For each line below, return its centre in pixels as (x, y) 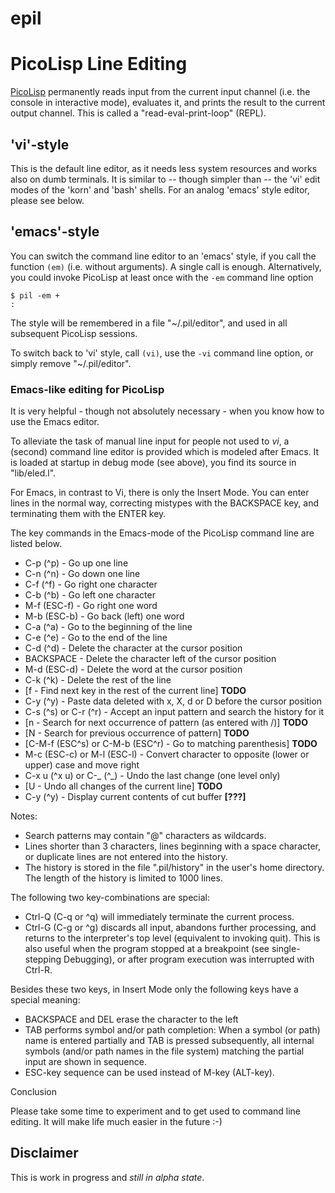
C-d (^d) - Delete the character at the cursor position (133, 648)
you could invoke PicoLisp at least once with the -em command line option (162, 277)
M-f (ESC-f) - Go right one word (91, 606)
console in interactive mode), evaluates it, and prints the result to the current (168, 103)
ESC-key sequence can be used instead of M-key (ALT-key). (149, 1073)
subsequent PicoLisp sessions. (74, 333)
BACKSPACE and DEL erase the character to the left (131, 1019)
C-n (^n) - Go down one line (82, 574)
